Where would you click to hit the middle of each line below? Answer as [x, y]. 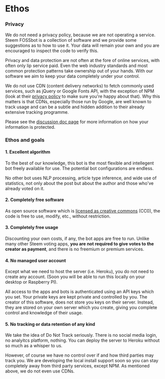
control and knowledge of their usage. [44, 313]
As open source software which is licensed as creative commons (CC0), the [83, 211]
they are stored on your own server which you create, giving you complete [81, 307]
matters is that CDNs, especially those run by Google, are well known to [78, 102]
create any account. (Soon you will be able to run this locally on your [75, 277]
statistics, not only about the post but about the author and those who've [79, 183]
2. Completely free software [35, 200]
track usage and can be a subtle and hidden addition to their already [75, 107]
